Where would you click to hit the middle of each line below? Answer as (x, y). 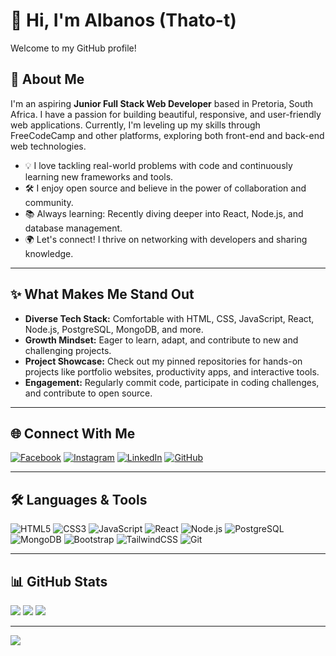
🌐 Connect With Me (73, 433)
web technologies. (48, 146)
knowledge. (49, 253)
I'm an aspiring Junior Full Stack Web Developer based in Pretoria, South (162, 103)
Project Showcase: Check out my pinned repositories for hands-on (163, 361)
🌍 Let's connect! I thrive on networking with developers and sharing (166, 239)
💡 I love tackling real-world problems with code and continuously (158, 165)
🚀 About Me (47, 79)
